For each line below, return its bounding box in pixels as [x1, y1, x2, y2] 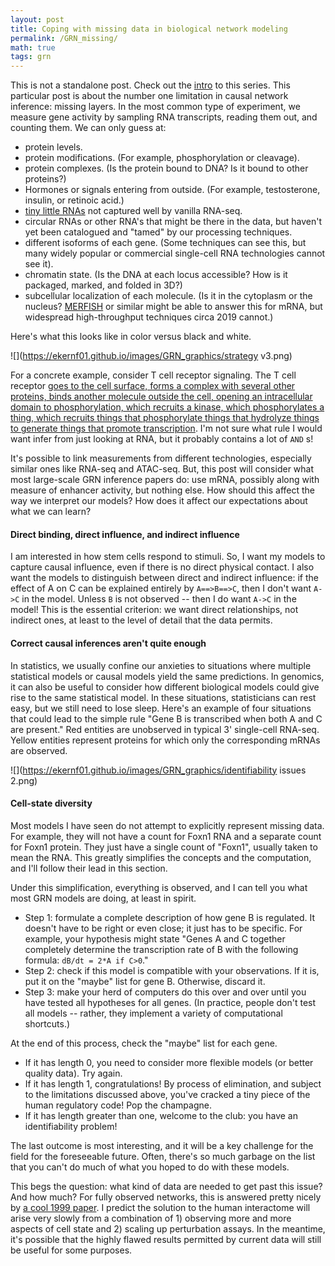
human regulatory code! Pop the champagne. [24, 1099, 212, 1111]
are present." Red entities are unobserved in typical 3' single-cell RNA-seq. [10, 723, 320, 735]
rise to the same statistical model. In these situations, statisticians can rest [10, 691, 317, 703]
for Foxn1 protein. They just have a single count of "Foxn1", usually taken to [10, 841, 318, 853]
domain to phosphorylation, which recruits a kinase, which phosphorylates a [10, 401, 325, 413]
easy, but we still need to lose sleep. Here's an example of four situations [10, 702, 312, 714]
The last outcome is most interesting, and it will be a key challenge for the [10, 1139, 314, 1151]
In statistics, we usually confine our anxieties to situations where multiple [10, 659, 312, 671]
